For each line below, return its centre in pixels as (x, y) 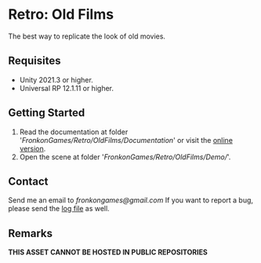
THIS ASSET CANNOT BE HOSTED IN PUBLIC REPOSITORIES (108, 252)
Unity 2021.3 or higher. (56, 79)
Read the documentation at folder (74, 132)
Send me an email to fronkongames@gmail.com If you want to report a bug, (130, 200)
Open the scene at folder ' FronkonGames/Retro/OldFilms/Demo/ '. (125, 157)
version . (33, 148)
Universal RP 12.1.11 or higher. (66, 88)
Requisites (34, 61)
